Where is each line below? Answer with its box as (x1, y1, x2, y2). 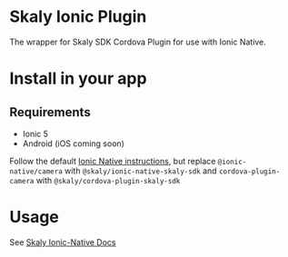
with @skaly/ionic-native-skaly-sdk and (65, 165, 217, 176)
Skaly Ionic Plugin (9, 6, 147, 27)
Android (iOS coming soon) (22, 138, 125, 149)
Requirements (9, 104, 91, 120)
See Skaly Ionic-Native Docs (9, 236, 116, 247)
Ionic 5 (22, 128, 48, 139)
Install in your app (9, 68, 147, 89)
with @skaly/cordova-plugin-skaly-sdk (35, 174, 181, 185)
